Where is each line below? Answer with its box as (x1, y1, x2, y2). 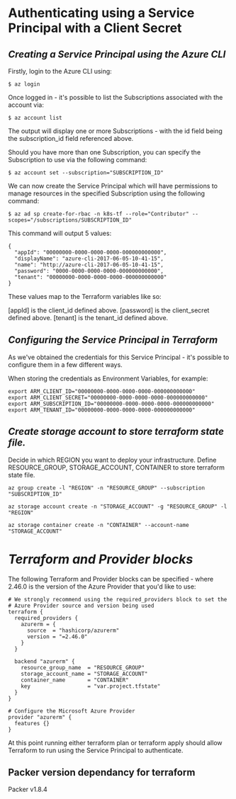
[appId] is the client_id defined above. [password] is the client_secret (8, 306, 210, 314)
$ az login (8, 81, 40, 88)
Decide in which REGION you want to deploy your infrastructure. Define (8, 455, 217, 464)
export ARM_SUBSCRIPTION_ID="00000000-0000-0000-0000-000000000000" (8, 400, 215, 407)
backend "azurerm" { (14, 657, 75, 665)
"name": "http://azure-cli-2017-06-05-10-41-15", (14, 261, 164, 268)
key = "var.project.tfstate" (21, 682, 161, 690)
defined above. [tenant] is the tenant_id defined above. (8, 314, 169, 322)
